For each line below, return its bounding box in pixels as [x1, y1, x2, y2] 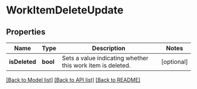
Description [91, 44, 126, 52]
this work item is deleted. [62, 61, 131, 69]
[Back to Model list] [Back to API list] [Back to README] [6, 77, 141, 83]
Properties [6, 27, 46, 37]
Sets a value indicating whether [62, 54, 148, 62]
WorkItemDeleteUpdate [6, 4, 124, 17]
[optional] [161, 58, 188, 66]
